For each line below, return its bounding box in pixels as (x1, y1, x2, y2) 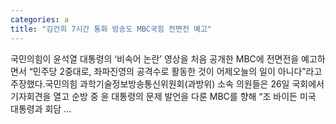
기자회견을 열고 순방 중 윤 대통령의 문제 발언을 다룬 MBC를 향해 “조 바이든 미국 (10, 90, 317, 102)
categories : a (10, 14, 70, 25)
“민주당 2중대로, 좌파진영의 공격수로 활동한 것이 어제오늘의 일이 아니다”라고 (28, 65, 323, 77)
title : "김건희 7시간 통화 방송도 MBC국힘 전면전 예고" (10, 24, 213, 34)
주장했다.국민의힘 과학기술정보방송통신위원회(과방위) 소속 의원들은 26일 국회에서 (10, 77, 325, 90)
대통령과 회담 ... (10, 102, 72, 115)
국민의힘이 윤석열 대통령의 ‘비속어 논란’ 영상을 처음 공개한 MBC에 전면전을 (10, 52, 300, 65)
